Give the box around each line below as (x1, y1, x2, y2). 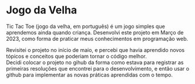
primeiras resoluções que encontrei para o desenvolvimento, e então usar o (6, 65, 190, 72)
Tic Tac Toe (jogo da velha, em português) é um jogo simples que (6, 23, 166, 30)
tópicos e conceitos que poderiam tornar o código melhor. (6, 52, 147, 60)
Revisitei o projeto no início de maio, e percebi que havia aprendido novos (6, 46, 185, 53)
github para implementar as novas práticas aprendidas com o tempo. (6, 71, 173, 78)
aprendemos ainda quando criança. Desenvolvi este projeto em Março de (6, 29, 184, 36)
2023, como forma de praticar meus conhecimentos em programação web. (6, 35, 189, 42)
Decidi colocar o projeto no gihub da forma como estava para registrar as (6, 59, 184, 66)
